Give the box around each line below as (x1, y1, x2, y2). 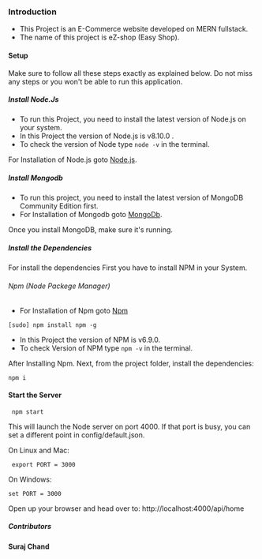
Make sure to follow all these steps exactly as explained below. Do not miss (8, 68, 253, 77)
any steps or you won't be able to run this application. (8, 77, 183, 86)
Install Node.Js (8, 95, 59, 104)
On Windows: (8, 475, 52, 484)
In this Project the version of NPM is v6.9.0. (19, 335, 160, 344)
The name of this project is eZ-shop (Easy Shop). (19, 32, 180, 42)
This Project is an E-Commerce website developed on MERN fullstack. (19, 24, 249, 34)
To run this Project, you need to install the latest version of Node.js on (19, 114, 246, 124)
